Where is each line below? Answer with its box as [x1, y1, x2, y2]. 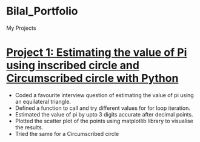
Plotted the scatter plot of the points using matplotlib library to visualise [15, 117, 194, 124]
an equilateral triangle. [15, 98, 72, 105]
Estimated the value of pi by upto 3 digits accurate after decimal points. [15, 110, 193, 118]
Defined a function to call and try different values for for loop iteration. [15, 104, 191, 112]
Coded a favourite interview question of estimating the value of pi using [15, 91, 194, 98]
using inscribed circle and [6, 59, 139, 72]
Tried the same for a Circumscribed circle [15, 130, 119, 137]
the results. [15, 123, 44, 131]
